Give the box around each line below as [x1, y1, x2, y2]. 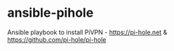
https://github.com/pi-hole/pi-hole [7, 35, 107, 43]
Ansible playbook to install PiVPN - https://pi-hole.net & [7, 28, 168, 36]
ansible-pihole [7, 5, 94, 21]
